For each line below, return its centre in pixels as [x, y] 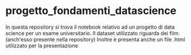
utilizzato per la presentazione [42, 46]
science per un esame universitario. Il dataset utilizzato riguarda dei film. [93, 33]
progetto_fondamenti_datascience [91, 11]
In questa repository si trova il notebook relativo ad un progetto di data [90, 27]
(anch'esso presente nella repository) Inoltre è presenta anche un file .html [95, 39]
